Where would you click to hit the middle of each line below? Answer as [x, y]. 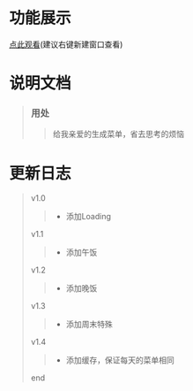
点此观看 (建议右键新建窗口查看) [66, 44]
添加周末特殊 [89, 325]
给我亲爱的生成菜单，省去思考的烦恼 [119, 134]
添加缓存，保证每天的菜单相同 [120, 360]
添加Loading [89, 217]
